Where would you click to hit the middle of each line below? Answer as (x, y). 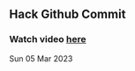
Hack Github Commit (67, 14)
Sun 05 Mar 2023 (41, 58)
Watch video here (48, 39)
